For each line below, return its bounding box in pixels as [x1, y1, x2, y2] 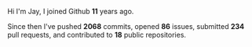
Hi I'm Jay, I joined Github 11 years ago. [7, 7, 134, 16]
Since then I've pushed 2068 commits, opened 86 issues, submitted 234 [7, 22, 245, 31]
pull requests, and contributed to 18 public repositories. [7, 31, 186, 39]
